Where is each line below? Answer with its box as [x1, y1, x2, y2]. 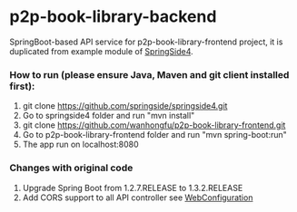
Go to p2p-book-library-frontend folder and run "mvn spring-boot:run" [22, 130, 288, 140]
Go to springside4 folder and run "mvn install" [22, 111, 195, 121]
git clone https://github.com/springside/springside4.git [22, 101, 228, 111]
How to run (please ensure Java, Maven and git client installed [9, 68, 290, 81]
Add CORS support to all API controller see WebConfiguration [22, 192, 253, 203]
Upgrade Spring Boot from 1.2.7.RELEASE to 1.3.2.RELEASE [22, 182, 243, 193]
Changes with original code [9, 161, 134, 174]
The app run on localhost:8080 [22, 139, 139, 150]
